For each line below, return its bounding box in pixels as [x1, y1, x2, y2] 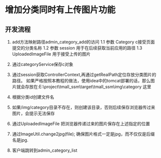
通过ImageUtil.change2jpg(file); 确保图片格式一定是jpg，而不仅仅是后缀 [12, 131, 155, 137]
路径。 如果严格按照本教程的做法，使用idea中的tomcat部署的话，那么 [12, 78, 151, 83]
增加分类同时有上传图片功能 [5, 4, 116, 16]
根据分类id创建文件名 [12, 94, 54, 100]
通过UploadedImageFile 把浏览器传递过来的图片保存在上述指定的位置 [12, 121, 150, 126]
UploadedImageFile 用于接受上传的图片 [12, 51, 91, 57]
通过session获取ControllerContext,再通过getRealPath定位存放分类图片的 [12, 72, 157, 78]
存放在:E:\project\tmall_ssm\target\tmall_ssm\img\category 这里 [25, 84, 152, 90]
